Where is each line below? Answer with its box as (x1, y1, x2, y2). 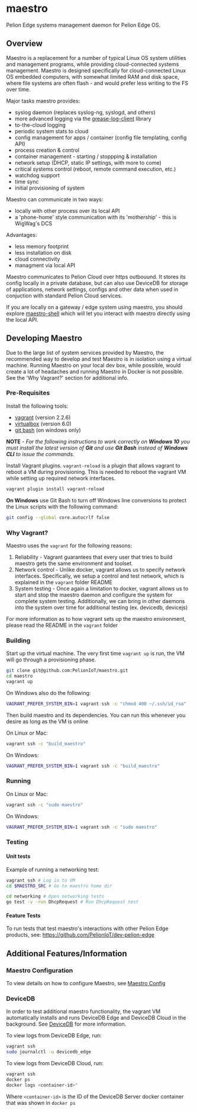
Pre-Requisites (6, 389, 50, 397)
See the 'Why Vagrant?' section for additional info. (6, 374, 129, 381)
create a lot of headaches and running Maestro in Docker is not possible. (6, 368, 183, 375)
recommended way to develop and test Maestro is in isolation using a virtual (6, 355, 192, 363)
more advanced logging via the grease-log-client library (14, 115, 152, 122)
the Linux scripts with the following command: (6, 503, 118, 510)
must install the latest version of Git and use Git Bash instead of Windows (6, 444, 188, 451)
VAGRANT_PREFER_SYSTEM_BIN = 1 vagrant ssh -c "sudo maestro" (6, 824, 158, 830)
